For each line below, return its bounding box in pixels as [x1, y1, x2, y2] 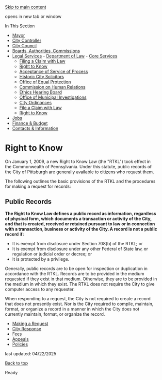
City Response [12, 326, 42, 331]
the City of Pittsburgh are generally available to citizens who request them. [5, 169, 154, 175]
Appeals [12, 336, 29, 342]
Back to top [5, 360, 28, 366]
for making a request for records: [5, 183, 71, 189]
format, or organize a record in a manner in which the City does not [5, 306, 140, 312]
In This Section [5, 23, 35, 29]
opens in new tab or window [5, 14, 62, 19]
